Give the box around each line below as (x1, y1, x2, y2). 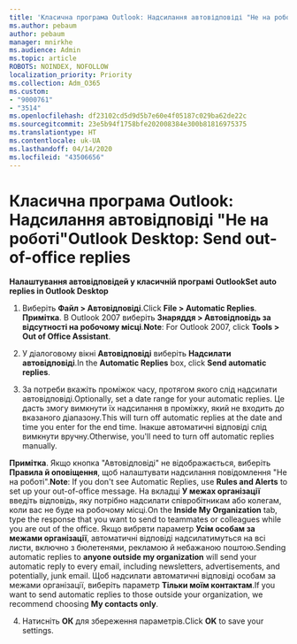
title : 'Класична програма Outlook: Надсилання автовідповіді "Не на (9, 12, 271, 22)
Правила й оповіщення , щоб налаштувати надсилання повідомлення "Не (9, 467, 287, 478)
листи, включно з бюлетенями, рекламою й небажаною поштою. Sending (9, 542, 286, 553)
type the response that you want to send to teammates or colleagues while (9, 514, 281, 525)
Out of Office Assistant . (21, 331, 111, 341)
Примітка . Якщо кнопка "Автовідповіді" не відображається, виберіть (9, 457, 271, 469)
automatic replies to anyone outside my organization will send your (9, 552, 257, 563)
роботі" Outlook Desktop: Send (9, 228, 242, 249)
